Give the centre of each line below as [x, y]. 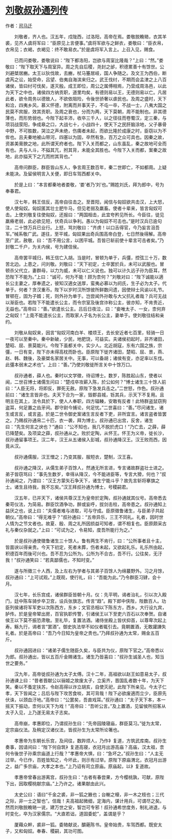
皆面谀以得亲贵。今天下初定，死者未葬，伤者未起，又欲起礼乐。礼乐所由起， [86, 547]
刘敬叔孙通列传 [37, 11]
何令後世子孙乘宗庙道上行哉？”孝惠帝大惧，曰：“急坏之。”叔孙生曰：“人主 [82, 753]
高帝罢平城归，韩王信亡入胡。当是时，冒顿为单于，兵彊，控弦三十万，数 [90, 257]
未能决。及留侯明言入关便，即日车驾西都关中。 [55, 173]
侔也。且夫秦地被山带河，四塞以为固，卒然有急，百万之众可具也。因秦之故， [86, 137]
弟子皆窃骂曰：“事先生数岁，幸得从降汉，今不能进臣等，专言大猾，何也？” [84, 474]
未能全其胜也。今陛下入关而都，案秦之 [122, 150]
